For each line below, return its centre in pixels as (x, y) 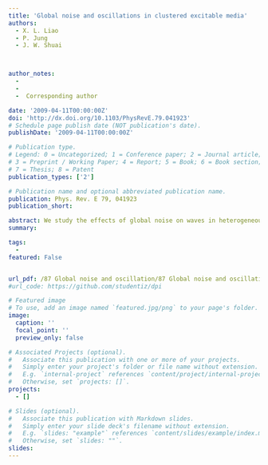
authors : (23, 23)
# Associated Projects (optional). (67, 352)
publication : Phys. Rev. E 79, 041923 (73, 199)
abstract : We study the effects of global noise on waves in (112, 221)
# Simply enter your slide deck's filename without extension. (119, 426)
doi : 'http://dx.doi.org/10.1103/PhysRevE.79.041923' (100, 118)
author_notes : (32, 74)
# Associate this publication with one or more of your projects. (124, 360)
